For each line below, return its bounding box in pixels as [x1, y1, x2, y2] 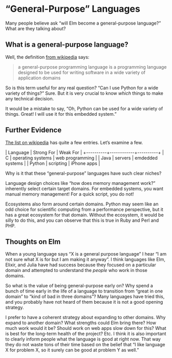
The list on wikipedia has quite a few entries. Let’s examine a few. [5, 139, 143, 145]
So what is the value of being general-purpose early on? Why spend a [5, 283, 154, 289]
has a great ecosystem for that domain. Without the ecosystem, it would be [5, 212, 164, 218]
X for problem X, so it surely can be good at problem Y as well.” [5, 347, 139, 353]
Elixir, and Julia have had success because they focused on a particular [5, 262, 156, 268]
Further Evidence [5, 126, 62, 135]
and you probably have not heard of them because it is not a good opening [5, 299, 163, 305]
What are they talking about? [5, 25, 66, 31]
